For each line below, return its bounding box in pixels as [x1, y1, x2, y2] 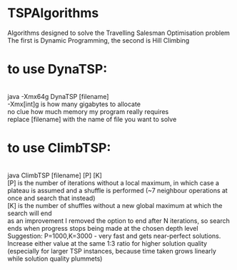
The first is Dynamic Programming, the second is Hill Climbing [7, 36, 190, 44]
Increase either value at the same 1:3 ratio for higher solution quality [7, 239, 208, 247]
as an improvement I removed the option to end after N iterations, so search [7, 216, 230, 225]
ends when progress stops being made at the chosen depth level [7, 224, 198, 232]
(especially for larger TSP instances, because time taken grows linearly [7, 246, 216, 255]
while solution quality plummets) [7, 254, 103, 263]
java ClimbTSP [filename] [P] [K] [7, 171, 102, 180]
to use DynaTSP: [7, 61, 108, 78]
